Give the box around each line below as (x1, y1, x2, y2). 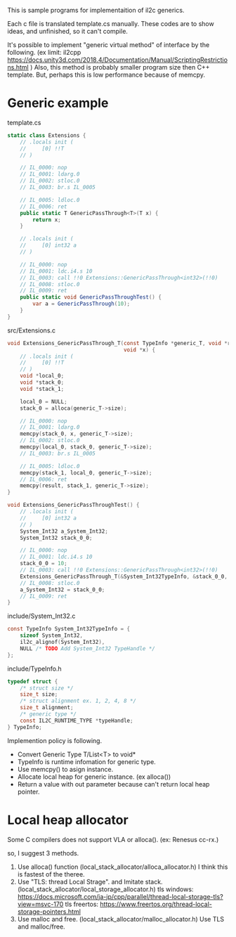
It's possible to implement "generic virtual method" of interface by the (7, 41, 210, 49)
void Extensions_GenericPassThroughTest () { (7, 502, 140, 509)
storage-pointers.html (17, 907, 81, 916)
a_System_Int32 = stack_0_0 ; (20, 586, 105, 593)
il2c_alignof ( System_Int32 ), (20, 639, 105, 646)
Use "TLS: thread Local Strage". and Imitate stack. (17, 877, 163, 886)
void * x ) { (123, 346, 156, 354)
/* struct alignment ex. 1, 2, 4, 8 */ (20, 697, 137, 705)
